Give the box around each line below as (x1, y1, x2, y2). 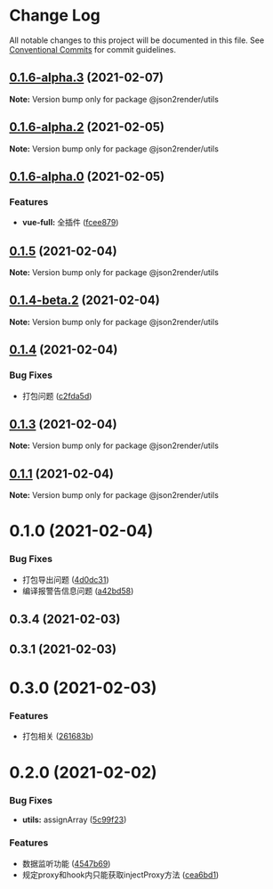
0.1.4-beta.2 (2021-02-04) (9, 293, 160, 308)
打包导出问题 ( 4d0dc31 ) (21, 574, 109, 584)
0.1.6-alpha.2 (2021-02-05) (9, 119, 165, 135)
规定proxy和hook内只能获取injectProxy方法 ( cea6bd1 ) (21, 869, 220, 880)
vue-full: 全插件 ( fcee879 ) (21, 217, 119, 228)
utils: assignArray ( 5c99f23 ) (21, 814, 127, 825)
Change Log (9, 5, 100, 26)
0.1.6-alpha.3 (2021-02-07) (9, 70, 165, 86)
